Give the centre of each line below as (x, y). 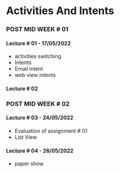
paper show (29, 164)
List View (26, 137)
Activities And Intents (60, 11)
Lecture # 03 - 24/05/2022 (40, 118)
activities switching (38, 56)
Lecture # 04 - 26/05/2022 (40, 151)
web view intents (35, 75)
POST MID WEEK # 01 (37, 29)
